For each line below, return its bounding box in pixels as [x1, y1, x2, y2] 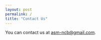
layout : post [5, 7, 32, 12]
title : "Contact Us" [5, 16, 48, 21]
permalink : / [5, 12, 32, 17]
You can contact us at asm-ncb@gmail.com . [5, 30, 96, 36]
